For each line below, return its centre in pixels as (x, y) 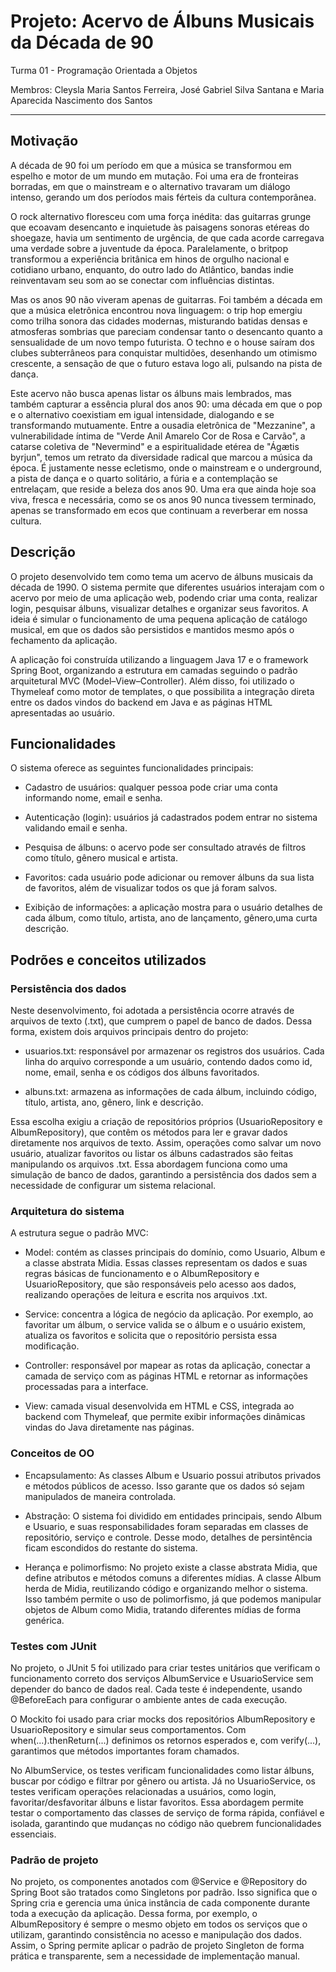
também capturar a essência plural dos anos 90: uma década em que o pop (166, 404)
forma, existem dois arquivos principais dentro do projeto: (129, 1032)
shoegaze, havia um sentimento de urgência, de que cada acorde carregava (167, 237)
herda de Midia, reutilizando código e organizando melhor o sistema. (166, 1588)
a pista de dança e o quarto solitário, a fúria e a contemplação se (144, 478)
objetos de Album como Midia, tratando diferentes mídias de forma (163, 1609)
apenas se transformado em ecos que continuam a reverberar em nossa (159, 510)
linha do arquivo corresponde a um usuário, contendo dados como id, (168, 1062)
